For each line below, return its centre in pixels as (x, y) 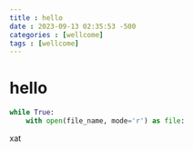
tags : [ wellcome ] (44, 43)
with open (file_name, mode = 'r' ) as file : (105, 121)
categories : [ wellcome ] (56, 35)
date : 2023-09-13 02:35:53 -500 (73, 26)
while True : (32, 113)
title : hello (36, 18)
